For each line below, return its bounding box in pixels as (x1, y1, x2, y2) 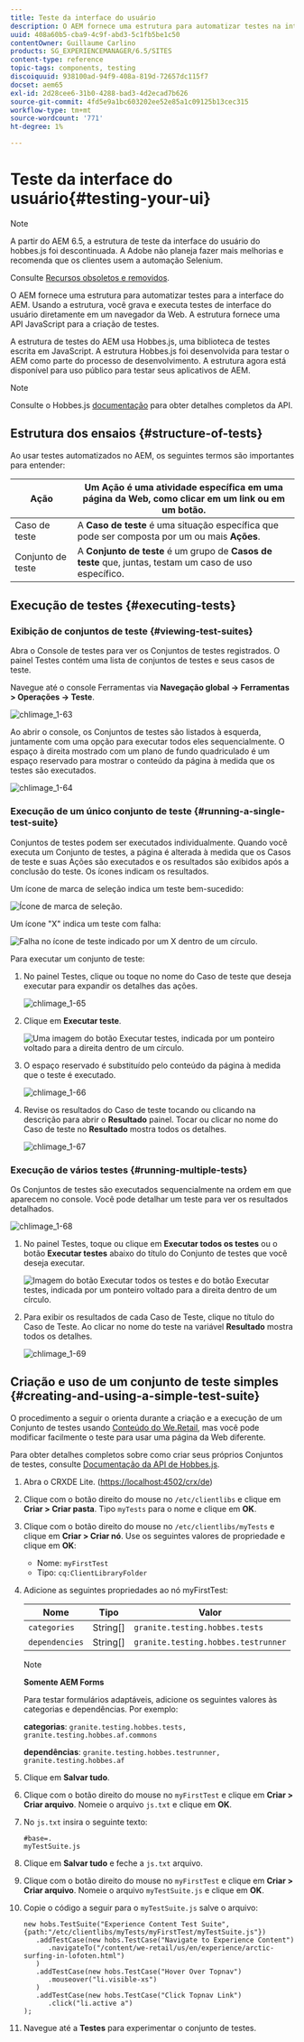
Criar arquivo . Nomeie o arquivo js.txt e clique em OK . (23, 1798, 233, 1810)
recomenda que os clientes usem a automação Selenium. (10, 255, 224, 265)
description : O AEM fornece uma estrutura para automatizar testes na (10, 22, 281, 31)
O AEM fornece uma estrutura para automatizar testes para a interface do (10, 290, 284, 301)
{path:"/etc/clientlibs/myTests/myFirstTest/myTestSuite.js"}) (23, 1927, 267, 1936)
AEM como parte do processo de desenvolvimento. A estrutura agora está (10, 355, 287, 366)
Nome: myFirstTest (36, 1557, 109, 1568)
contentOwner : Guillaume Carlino (10, 38, 136, 48)
